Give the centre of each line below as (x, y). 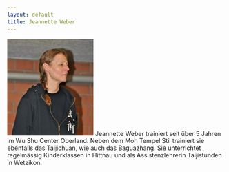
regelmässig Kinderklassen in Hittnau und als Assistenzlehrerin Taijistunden (114, 155)
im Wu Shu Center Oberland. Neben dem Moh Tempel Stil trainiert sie (106, 141)
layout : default (30, 15)
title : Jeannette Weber (41, 22)
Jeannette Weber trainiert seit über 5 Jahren (158, 133)
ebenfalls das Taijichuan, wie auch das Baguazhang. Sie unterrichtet (104, 148)
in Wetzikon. (25, 163)
